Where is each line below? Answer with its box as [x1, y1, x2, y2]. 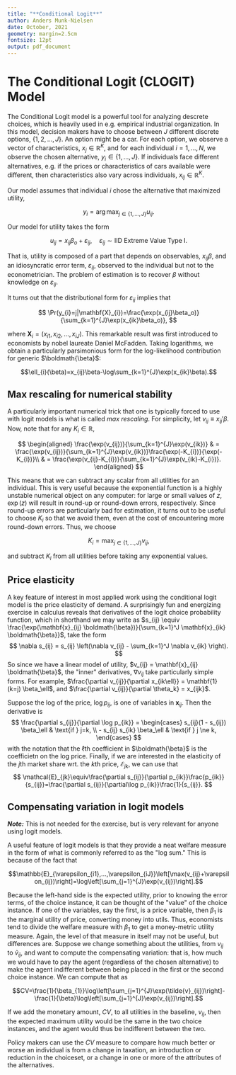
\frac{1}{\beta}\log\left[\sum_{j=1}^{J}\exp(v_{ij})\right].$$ [34, 994, 203, 1003]
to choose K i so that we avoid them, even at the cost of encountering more [7, 513, 225, 524]
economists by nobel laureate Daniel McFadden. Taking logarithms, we [7, 339, 213, 348]
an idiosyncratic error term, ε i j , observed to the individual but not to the [7, 261, 214, 271]
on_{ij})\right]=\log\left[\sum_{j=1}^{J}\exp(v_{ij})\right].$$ [34, 877, 203, 886]
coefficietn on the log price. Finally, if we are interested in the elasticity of [7, 752, 221, 761]
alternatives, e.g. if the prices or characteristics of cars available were [7, 162, 211, 171]
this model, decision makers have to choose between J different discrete [7, 127, 219, 135]
